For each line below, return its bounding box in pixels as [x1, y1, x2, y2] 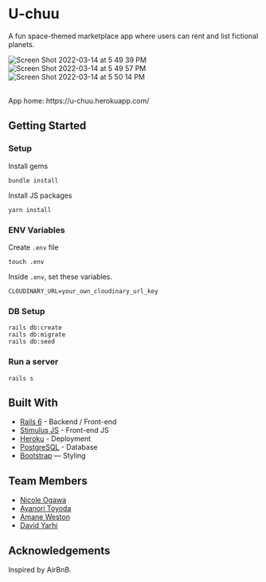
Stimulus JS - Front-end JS [19, 426, 109, 435]
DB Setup [8, 305, 45, 317]
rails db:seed [8, 338, 56, 346]
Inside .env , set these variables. [8, 272, 113, 281]
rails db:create [8, 324, 62, 332]
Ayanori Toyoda [19, 504, 72, 513]
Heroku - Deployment [19, 434, 92, 443]
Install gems [8, 161, 49, 171]
